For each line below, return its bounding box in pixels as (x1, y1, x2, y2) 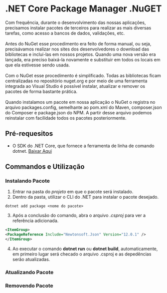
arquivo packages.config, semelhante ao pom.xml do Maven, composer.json (5, 104, 162, 110)
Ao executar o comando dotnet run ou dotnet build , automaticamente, (12, 246, 158, 252)
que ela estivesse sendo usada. (5, 62, 70, 68)
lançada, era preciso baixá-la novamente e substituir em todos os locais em (5, 56, 161, 62)
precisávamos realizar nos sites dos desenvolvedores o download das (5, 46, 150, 52)
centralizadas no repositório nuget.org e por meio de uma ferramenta (5, 78, 148, 84)
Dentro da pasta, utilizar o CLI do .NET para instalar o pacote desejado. (12, 194, 159, 200)
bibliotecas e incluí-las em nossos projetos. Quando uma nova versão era (5, 51, 156, 57)
